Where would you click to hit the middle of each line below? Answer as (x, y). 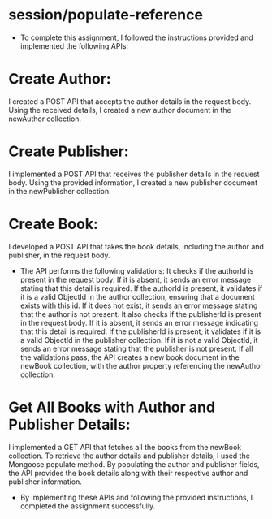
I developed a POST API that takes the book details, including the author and (136, 246)
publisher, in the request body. (59, 255)
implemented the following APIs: (74, 45)
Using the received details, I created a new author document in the (120, 110)
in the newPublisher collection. (60, 191)
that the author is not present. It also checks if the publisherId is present (140, 314)
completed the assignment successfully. (88, 506)
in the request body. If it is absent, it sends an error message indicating (139, 322)
